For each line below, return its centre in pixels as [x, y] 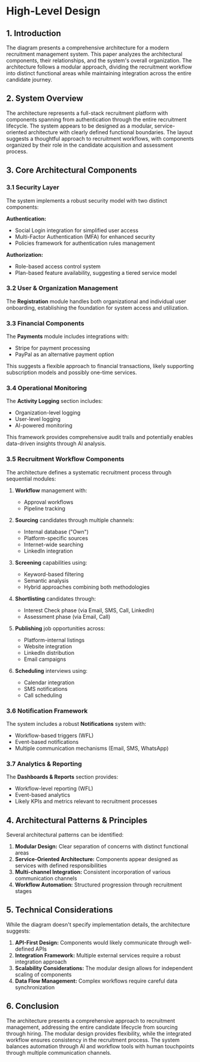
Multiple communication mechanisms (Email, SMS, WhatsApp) [92, 748]
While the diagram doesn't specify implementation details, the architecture [98, 924]
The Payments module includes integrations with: [68, 336]
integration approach [41, 962]
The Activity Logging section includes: [54, 401]
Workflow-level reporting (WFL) [54, 788]
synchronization [35, 987]
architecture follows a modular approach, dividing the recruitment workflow [99, 67]
